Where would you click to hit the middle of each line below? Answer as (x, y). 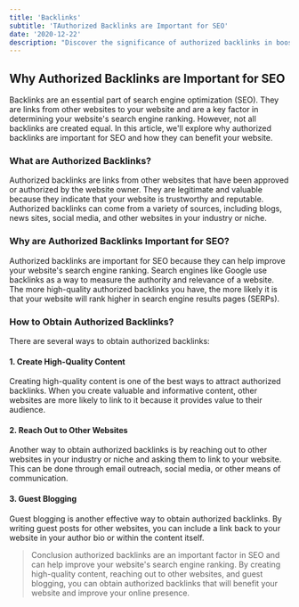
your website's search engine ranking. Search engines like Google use (138, 270)
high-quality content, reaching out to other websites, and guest (147, 574)
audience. (28, 410)
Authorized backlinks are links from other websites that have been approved (149, 180)
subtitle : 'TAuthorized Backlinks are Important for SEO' (119, 26)
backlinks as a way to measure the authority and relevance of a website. (141, 279)
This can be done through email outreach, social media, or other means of (145, 469)
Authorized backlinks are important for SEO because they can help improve (148, 260)
